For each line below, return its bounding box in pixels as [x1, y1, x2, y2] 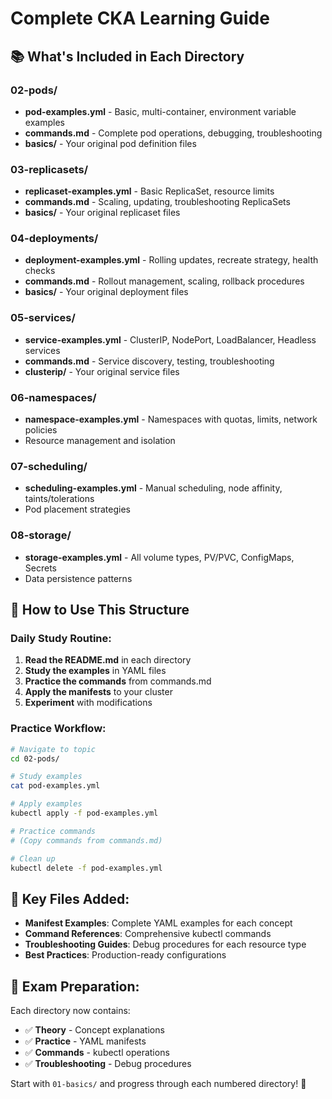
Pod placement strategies [24, 503, 132, 516]
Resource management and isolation [24, 435, 176, 447]
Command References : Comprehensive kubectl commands [24, 928, 272, 940]
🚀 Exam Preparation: [10, 978, 140, 995]
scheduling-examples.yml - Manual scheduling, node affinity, [24, 482, 283, 494]
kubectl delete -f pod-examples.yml [10, 863, 163, 873]
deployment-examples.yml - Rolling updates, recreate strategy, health [24, 254, 319, 266]
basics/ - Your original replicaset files [24, 207, 181, 219]
